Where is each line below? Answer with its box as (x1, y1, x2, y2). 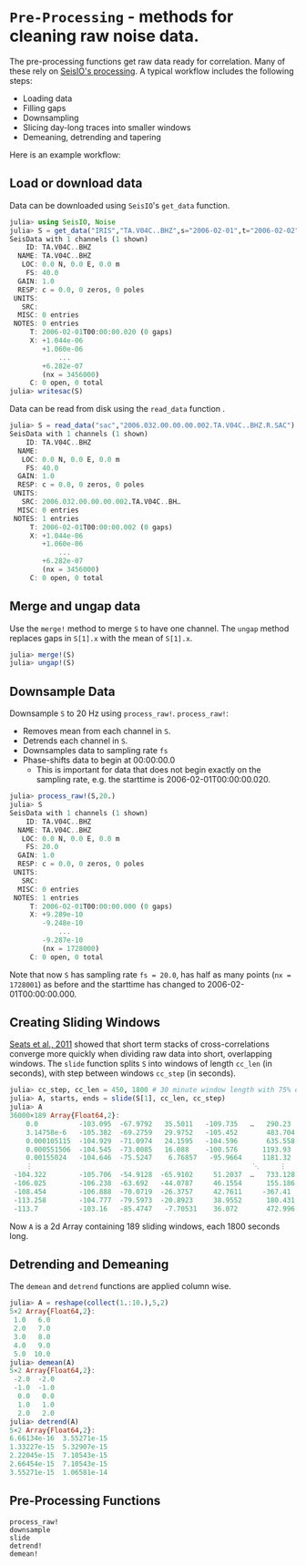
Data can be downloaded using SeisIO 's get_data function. (9, 200, 230, 210)
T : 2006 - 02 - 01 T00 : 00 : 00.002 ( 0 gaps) (29, 522, 173, 532)
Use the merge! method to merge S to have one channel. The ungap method (9, 622, 290, 634)
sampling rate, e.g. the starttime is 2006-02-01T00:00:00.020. (36, 774, 271, 785)
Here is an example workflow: (9, 148, 121, 160)
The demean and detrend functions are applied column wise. (9, 1281, 232, 1292)
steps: (9, 75, 33, 86)
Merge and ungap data (9, 599, 141, 614)
